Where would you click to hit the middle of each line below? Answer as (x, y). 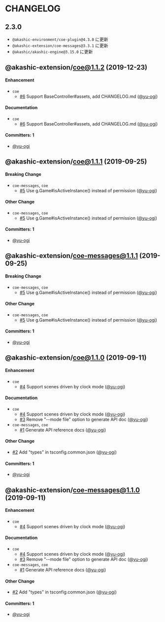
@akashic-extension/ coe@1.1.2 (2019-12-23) (76, 67)
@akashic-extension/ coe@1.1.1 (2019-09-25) (76, 162)
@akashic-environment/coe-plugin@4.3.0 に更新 (60, 39)
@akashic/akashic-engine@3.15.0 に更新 (52, 52)
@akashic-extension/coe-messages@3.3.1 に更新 (60, 45)
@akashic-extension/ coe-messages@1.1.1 (72, 256)
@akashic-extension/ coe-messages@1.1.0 (73, 490)
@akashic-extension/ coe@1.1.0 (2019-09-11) (76, 358)
